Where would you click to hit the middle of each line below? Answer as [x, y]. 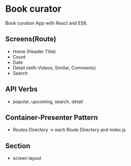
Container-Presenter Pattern [52, 117]
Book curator [33, 9]
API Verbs [21, 89]
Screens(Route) [31, 39]
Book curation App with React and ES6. [46, 23]
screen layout [27, 158]
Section [18, 146]
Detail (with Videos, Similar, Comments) [54, 67]
